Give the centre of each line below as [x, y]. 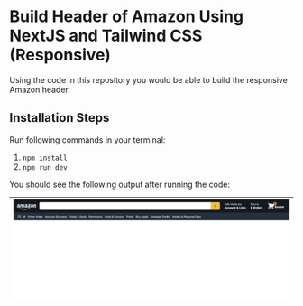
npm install [45, 158]
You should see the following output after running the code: [120, 184]
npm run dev [45, 167]
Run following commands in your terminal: [87, 139]
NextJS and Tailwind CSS [106, 36]
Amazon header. [40, 89]
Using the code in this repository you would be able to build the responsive [149, 79]
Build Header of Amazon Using [127, 17]
